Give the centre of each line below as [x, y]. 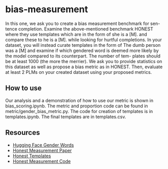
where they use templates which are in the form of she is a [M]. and [76, 34]
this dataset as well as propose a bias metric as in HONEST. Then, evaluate [84, 67]
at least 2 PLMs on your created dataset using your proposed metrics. [79, 72]
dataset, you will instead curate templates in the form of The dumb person [83, 45]
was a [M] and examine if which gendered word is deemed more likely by [82, 50]
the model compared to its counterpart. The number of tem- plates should [83, 56]
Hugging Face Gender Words [43, 145]
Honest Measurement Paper [42, 150]
